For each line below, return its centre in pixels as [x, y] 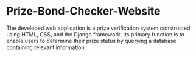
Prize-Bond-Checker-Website [83, 11]
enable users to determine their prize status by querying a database [91, 41]
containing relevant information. [46, 47]
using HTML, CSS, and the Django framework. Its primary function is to [95, 34]
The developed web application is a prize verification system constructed [98, 28]
